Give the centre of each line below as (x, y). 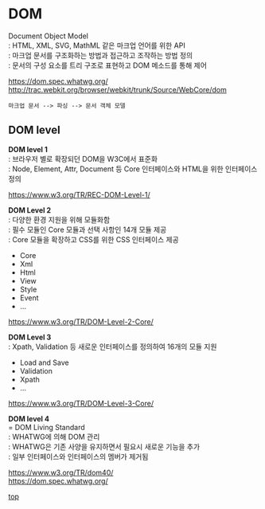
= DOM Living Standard (47, 427)
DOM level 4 (29, 418)
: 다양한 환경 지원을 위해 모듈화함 (59, 219)
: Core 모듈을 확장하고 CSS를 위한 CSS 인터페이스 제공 (94, 239)
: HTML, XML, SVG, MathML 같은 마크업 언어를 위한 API (97, 45)
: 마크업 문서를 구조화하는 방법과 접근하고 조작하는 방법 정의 (101, 55)
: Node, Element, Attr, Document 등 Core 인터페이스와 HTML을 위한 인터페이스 (133, 169)
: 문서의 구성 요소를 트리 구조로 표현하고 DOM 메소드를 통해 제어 (107, 65)
